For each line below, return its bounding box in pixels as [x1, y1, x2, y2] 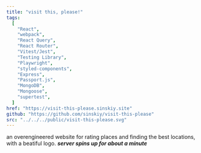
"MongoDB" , [17, 83, 45, 89]
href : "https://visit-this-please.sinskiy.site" [6, 105, 133, 112]
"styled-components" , [17, 65, 72, 72]
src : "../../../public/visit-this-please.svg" [6, 116, 127, 123]
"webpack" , [17, 32, 45, 38]
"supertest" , [17, 94, 51, 100]
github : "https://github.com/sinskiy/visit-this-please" [6, 111, 155, 117]
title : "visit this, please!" [6, 9, 84, 15]
